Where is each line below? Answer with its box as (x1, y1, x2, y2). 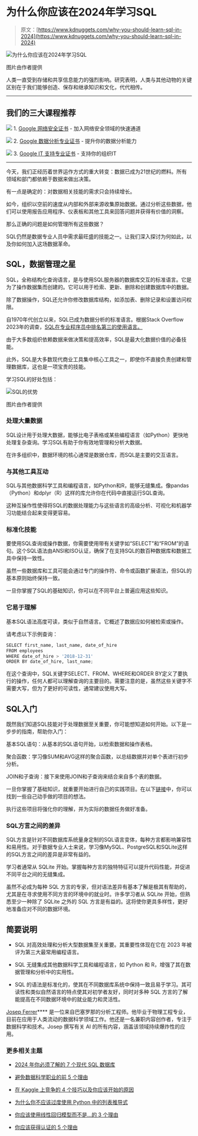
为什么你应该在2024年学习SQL (6, 5, 157, 19)
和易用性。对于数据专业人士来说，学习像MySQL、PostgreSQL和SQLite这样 (6, 843, 188, 850)
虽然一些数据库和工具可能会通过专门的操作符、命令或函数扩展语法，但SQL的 (6, 567, 192, 574)
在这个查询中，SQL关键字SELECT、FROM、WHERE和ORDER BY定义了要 (6, 670, 183, 677)
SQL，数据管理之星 (6, 259, 76, 269)
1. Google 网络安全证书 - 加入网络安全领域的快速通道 (13, 125, 141, 132)
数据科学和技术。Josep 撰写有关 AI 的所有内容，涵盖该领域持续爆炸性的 (6, 1023, 180, 1030)
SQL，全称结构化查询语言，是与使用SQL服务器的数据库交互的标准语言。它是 (6, 276, 192, 283)
